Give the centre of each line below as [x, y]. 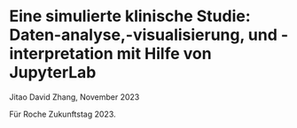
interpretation [61, 54]
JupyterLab [53, 73]
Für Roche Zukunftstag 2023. [63, 114]
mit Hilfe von [164, 54]
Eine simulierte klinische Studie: [130, 16]
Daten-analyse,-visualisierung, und [143, 35]
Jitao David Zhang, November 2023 [74, 97]
